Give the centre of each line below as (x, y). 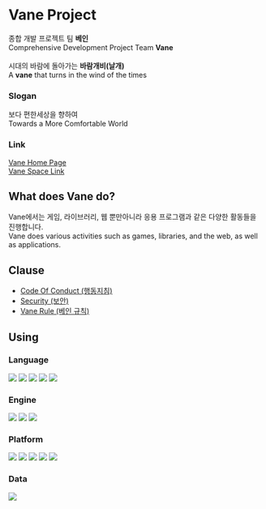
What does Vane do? (62, 196)
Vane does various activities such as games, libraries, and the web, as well (133, 236)
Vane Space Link (36, 171)
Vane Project (53, 15)
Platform (26, 439)
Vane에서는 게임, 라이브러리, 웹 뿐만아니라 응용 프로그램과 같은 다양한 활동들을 (133, 217)
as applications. (35, 245)
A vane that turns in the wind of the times (78, 75)
